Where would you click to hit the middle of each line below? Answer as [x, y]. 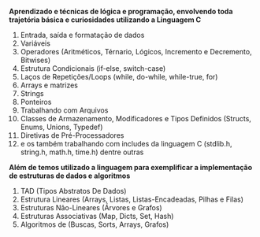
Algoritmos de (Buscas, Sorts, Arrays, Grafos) [95, 224]
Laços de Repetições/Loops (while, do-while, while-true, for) [119, 77]
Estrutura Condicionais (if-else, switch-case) [93, 69]
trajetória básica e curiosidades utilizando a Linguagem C [105, 20]
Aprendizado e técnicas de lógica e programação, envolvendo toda [121, 11]
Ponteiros [36, 102]
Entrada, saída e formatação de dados [82, 35]
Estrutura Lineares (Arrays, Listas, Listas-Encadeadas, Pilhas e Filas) [132, 199]
